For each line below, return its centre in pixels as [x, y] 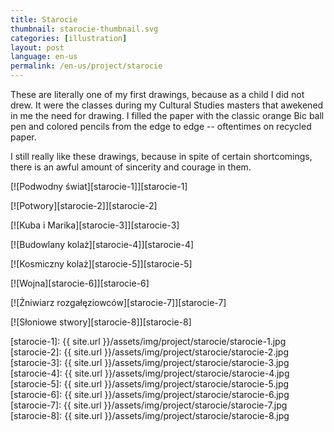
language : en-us [44, 57]
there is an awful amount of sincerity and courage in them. [131, 167]
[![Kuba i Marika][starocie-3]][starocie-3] [95, 225]
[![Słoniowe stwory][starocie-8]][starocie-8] [101, 322]
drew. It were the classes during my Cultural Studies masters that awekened [167, 105]
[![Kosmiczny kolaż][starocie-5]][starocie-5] [101, 264]
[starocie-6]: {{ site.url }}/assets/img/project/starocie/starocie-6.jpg [150, 394]
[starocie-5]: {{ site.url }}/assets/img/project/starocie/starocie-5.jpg [150, 384]
